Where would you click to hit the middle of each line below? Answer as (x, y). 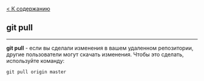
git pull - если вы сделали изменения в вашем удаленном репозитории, (100, 48)
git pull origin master (36, 72)
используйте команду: (36, 60)
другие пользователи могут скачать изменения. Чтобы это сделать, (95, 54)
